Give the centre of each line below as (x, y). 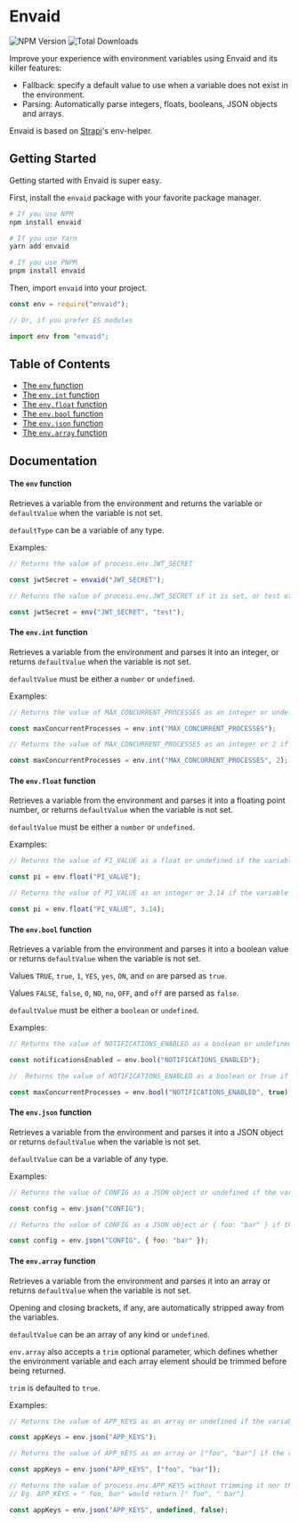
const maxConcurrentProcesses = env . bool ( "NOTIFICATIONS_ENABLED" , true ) (149, 1092)
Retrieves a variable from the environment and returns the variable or (136, 504)
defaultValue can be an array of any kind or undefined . (110, 1334)
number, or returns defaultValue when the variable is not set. (121, 810)
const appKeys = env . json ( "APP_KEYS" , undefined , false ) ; (119, 1510)
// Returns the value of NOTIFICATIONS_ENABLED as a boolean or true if (149, 1076)
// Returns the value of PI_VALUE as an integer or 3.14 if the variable (149, 893)
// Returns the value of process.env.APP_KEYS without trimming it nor (145, 1486)
